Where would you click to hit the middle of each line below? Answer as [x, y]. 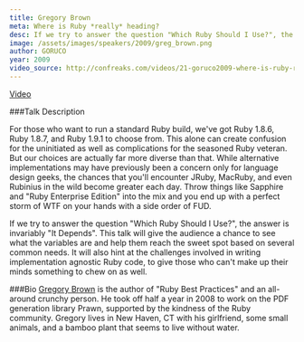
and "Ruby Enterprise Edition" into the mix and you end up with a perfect [145, 196]
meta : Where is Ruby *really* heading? [85, 26]
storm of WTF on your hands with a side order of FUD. [110, 205]
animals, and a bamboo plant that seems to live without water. [124, 328]
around [23, 299]
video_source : [36, 69]
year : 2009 [30, 60]
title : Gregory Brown [50, 18]
